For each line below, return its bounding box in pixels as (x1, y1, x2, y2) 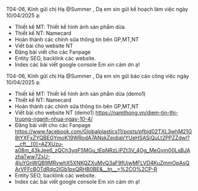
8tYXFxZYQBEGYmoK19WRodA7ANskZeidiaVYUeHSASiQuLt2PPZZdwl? (14, 134, 190, 141)
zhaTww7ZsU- (14, 153, 50, 160)
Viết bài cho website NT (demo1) (14, 109, 95, 116)
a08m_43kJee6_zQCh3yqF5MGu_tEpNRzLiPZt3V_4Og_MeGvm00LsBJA (14, 147, 191, 154)
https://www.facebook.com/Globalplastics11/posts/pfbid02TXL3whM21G (14, 128, 192, 135)
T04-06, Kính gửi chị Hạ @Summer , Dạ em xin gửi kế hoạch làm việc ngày (6, 6, 189, 12)
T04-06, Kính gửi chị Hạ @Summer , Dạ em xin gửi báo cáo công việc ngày (6, 73, 189, 79)
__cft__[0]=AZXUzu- (14, 141, 64, 147)
